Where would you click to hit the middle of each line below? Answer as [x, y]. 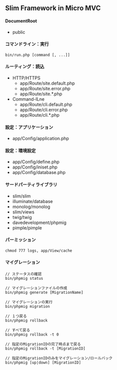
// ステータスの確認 [23, 274]
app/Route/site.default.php [47, 83]
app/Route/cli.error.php [44, 110]
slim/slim [21, 196]
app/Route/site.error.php [45, 89]
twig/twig [22, 217]
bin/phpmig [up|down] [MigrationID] [43, 363]
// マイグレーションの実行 [29, 302]
